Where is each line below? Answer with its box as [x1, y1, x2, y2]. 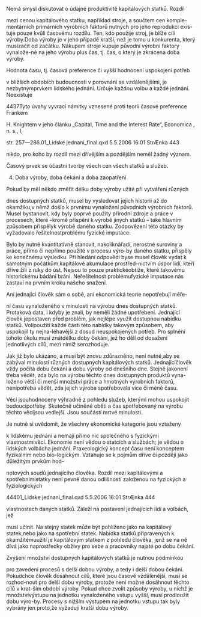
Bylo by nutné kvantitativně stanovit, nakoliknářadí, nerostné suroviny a [6, 241, 182, 248]
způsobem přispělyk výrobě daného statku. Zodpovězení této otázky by [6, 223, 184, 230]
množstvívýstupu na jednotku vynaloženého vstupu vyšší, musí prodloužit [6, 592, 189, 598]
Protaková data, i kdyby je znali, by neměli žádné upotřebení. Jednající [6, 309, 181, 316]
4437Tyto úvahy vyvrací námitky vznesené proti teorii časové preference [6, 103, 187, 110]
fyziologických [6, 482, 43, 489]
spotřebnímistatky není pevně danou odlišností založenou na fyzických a [6, 476, 186, 483]
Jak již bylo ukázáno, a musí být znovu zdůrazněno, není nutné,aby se [6, 352, 180, 360]
